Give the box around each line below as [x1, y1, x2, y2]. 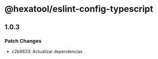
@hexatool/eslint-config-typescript [4, 3, 154, 15]
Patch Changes [4, 38, 42, 44]
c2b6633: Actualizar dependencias [11, 48, 82, 54]
